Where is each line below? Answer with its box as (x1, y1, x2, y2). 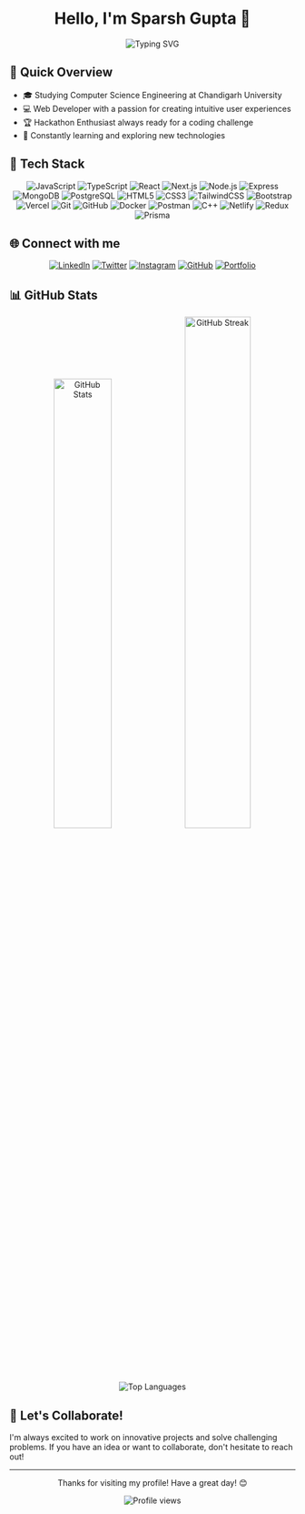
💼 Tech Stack (9, 157, 85, 172)
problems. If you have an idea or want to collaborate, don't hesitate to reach (9, 1442, 293, 1452)
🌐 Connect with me (9, 236, 121, 251)
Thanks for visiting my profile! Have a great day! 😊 (57, 1478, 248, 1488)
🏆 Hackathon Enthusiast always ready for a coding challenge (22, 117, 254, 127)
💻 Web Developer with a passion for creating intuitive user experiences (22, 103, 292, 114)
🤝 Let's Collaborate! (9, 1407, 124, 1423)
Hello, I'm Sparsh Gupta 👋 (54, 8, 251, 29)
